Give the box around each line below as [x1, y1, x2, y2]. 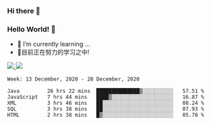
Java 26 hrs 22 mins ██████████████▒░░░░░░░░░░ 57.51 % [7, 88, 205, 95]
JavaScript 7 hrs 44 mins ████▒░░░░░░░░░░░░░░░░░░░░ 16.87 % [7, 94, 205, 101]
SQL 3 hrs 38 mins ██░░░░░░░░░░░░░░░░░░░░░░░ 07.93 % [7, 106, 205, 113]
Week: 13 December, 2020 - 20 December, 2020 [7, 76, 140, 83]
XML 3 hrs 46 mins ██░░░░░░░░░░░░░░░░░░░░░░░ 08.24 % [7, 100, 205, 107]
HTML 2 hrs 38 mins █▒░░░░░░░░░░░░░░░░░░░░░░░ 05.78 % [7, 112, 205, 119]
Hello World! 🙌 [7, 24, 56, 33]
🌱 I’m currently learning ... [16, 40, 91, 48]
